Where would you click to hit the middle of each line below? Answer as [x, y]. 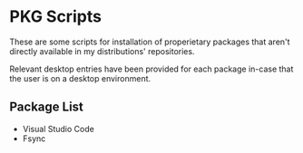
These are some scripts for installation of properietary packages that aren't [150, 42]
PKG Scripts [56, 17]
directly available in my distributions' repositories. [102, 51]
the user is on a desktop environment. [80, 78]
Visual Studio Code [59, 129]
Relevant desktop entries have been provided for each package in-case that [151, 69]
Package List [47, 107]
